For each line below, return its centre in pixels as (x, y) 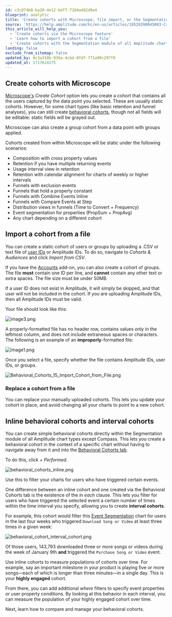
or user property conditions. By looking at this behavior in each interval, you (85, 593)
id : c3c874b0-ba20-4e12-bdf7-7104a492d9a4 (51, 10)
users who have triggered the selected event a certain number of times (80, 500)
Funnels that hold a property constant (52, 191)
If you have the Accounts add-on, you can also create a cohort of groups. (83, 267)
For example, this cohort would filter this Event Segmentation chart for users (86, 515)
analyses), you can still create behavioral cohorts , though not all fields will (83, 112)
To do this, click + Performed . (37, 460)
